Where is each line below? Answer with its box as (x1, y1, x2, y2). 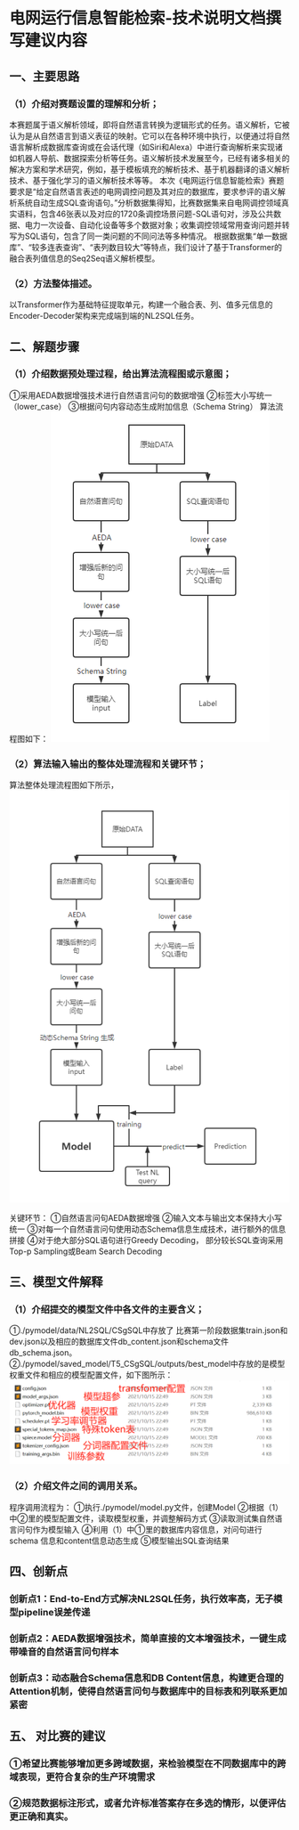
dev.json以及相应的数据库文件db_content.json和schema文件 (9, 1337, 230, 1347)
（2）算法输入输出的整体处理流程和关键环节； (9, 758, 206, 770)
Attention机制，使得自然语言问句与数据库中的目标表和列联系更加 (9, 1685, 287, 1697)
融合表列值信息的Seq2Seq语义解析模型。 (9, 253, 160, 264)
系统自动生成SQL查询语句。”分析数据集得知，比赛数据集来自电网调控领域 (16, 197, 282, 207)
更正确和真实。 (9, 1810, 74, 1822)
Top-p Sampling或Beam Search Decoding (9, 1246, 163, 1257)
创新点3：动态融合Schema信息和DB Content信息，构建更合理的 (9, 1671, 285, 1684)
